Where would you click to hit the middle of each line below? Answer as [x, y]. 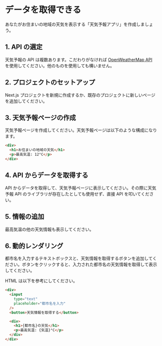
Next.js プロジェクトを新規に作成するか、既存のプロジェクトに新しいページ [80, 95]
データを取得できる [43, 10]
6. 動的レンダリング [34, 246]
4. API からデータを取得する [47, 175]
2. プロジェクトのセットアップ [50, 83]
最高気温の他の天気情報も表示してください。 [50, 229]
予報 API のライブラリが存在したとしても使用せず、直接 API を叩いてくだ [77, 194]
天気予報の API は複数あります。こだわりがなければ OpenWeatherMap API [79, 60]
